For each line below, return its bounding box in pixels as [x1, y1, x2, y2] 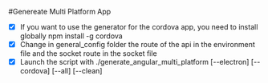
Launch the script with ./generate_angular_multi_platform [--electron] [19, 57, 250, 67]
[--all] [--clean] [51, 66, 103, 76]
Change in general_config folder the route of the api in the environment [19, 40, 255, 49]
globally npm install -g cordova [19, 31, 123, 41]
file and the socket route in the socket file [19, 49, 158, 58]
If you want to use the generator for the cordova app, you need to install [19, 22, 258, 31]
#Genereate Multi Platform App [8, 7, 112, 16]
